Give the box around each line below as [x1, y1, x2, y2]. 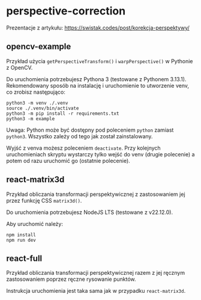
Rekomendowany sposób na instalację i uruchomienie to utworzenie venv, [6, 82, 190, 89]
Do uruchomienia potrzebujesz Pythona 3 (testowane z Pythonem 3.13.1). [6, 75, 187, 82]
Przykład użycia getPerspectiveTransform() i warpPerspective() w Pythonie [6, 57, 193, 64]
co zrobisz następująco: [6, 88, 66, 96]
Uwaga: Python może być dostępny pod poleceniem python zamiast [6, 126, 174, 133]
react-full [6, 253, 43, 263]
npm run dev [6, 237, 36, 243]
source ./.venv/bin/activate [6, 105, 79, 111]
